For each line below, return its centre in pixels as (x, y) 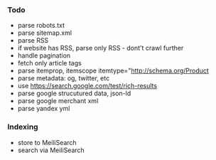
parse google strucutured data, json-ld (74, 93)
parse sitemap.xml (45, 33)
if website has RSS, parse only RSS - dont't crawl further (101, 48)
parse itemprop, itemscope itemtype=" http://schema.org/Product (113, 71)
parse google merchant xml (58, 101)
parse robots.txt (41, 26)
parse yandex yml (44, 109)
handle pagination (44, 55)
